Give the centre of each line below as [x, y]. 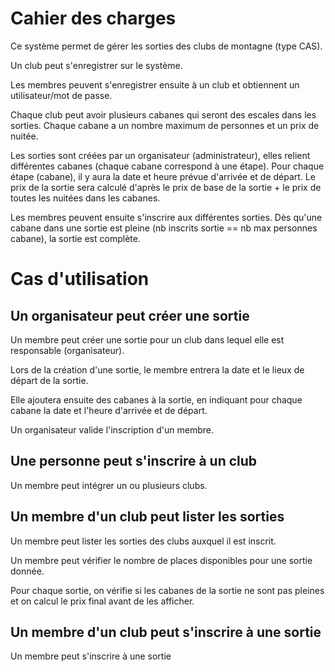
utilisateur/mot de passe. [61, 95]
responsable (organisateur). [67, 350]
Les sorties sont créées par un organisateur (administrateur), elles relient [160, 155]
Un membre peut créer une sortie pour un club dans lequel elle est [147, 339]
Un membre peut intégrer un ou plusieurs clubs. [109, 485]
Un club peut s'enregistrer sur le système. [96, 65]
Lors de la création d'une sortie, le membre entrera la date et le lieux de [157, 369]
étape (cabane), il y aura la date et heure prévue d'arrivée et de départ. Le [163, 176]
